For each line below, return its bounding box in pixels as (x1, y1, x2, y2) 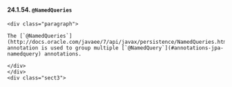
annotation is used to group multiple (7, 45, 119, 51)
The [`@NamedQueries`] (7, 33, 72, 40)
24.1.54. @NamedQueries (7, 5, 72, 14)
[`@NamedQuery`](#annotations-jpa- (121, 45, 224, 51)
